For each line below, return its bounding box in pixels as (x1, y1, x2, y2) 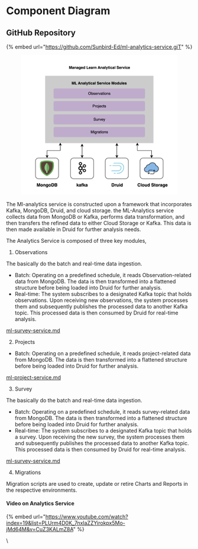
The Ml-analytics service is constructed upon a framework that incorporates (6, 200, 192, 207)
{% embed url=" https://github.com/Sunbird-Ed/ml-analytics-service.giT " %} (6, 43, 193, 50)
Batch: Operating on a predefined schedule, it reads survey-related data (14, 408, 190, 415)
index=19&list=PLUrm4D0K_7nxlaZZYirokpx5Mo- (6, 519, 126, 527)
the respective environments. (6, 486, 77, 493)
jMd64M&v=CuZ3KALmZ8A (6, 526, 74, 533)
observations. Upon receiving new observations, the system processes (14, 297, 189, 304)
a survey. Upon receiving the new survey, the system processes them (14, 433, 185, 440)
